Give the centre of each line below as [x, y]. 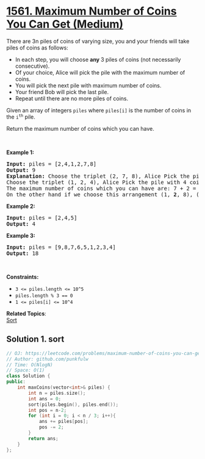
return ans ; [44, 438]
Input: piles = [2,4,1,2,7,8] [52, 164]
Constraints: [23, 277]
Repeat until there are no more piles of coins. [72, 98]
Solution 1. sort [35, 340]
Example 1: [20, 152]
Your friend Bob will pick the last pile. [62, 92]
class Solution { [28, 376]
